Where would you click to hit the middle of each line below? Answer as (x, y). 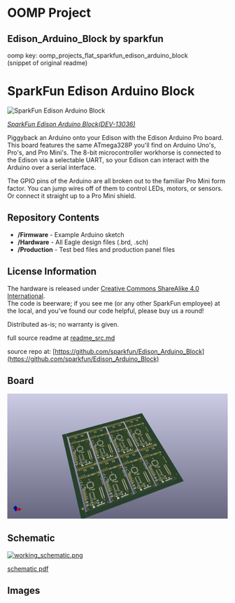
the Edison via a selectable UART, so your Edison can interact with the (108, 159)
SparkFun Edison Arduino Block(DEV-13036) (71, 124)
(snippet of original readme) (48, 63)
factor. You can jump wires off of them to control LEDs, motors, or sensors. (115, 188)
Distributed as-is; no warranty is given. (63, 324)
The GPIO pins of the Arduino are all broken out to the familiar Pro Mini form (116, 180)
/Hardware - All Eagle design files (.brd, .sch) (83, 242)
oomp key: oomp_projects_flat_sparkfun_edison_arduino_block (98, 55)
